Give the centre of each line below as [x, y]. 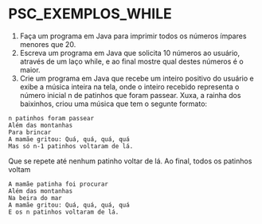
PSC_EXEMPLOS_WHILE [90, 14]
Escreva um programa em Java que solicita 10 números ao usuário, [130, 53]
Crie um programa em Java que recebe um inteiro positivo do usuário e [137, 78]
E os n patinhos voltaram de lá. [64, 212]
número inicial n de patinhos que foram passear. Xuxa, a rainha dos [130, 95]
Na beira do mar [35, 198]
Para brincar [30, 132]
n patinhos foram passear [51, 118]
